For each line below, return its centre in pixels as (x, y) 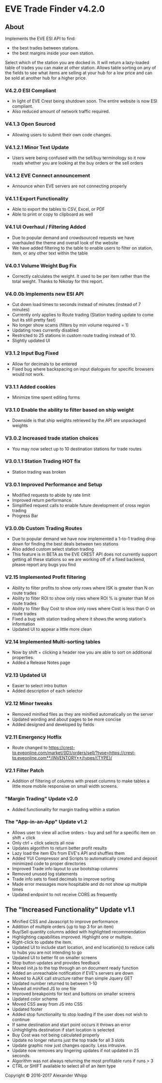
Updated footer (27, 1009)
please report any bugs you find (44, 565)
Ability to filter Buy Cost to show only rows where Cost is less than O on (84, 609)
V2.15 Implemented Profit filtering (45, 577)
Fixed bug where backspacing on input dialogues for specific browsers (83, 369)
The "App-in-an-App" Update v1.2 (46, 822)
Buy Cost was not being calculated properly (56, 1035)
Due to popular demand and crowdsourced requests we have (73, 237)
